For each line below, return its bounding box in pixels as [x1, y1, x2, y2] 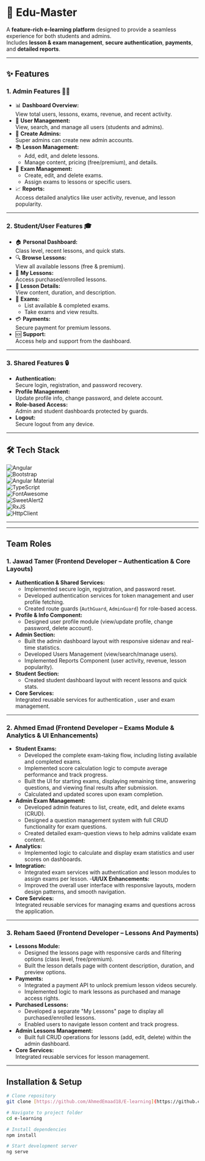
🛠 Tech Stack [6, 445, 60, 455]
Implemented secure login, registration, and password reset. [24, 585, 176, 593]
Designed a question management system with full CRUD [24, 817, 169, 824]
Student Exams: [15, 745, 57, 753]
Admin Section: [15, 631, 56, 638]
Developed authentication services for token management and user [24, 592, 194, 599]
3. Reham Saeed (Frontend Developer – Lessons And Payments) [6, 928, 199, 937]
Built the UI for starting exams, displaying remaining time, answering [24, 778, 196, 785]
